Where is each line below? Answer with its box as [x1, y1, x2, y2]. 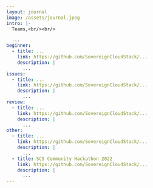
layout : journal [6, 9, 47, 15]
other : [6, 127, 23, 134]
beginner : [6, 43, 32, 49]
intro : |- [6, 20, 32, 26]
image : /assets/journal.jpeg [6, 15, 80, 21]
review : [6, 99, 26, 105]
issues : [6, 71, 26, 77]
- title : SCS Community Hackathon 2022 [12, 156, 113, 162]
